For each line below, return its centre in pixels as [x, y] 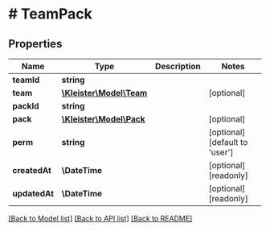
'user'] [221, 152]
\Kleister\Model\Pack [103, 119]
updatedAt [33, 194]
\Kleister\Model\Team [104, 93]
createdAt [32, 170]
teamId [26, 80]
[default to [228, 142]
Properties [35, 44]
